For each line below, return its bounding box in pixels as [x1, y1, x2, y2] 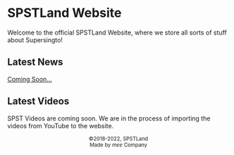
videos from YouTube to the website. [7, 121, 114, 130]
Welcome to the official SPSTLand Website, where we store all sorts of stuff [7, 28, 227, 37]
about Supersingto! [7, 35, 63, 44]
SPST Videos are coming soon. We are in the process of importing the [7, 114, 211, 123]
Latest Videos [7, 95, 70, 107]
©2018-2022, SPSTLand [88, 135, 149, 142]
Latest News [7, 56, 63, 68]
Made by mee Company [89, 141, 148, 149]
